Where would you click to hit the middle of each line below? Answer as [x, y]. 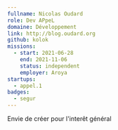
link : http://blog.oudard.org [52, 33]
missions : [22, 46]
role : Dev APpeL [31, 20]
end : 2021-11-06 [44, 60]
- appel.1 [28, 86]
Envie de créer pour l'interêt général [59, 119]
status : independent [50, 66]
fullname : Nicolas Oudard [45, 14]
